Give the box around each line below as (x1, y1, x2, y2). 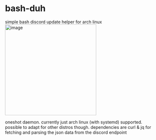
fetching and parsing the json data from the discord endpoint (5, 129, 127, 135)
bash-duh (5, 3, 46, 14)
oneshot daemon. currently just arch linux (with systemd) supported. (5, 119, 142, 125)
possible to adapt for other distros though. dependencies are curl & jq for (5, 124, 152, 130)
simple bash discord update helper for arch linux (5, 19, 102, 25)
